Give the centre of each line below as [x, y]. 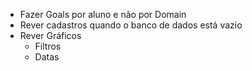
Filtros [48, 46]
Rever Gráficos [50, 35]
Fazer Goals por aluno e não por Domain [103, 14]
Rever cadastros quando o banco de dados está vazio [131, 25]
